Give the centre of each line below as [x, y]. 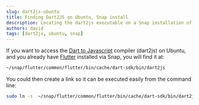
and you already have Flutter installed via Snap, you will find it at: [85, 57]
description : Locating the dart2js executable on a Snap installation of [99, 23]
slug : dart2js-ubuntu [33, 12]
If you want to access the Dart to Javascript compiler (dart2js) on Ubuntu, [96, 50]
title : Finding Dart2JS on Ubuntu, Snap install [67, 17]
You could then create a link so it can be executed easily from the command [99, 79]
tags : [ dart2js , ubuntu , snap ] [45, 34]
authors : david [25, 28]
